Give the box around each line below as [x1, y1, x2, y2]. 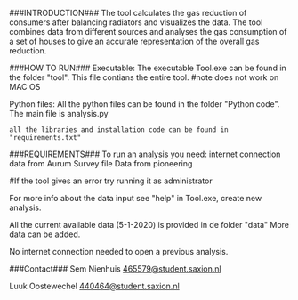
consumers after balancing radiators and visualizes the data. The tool [9, 17, 263, 28]
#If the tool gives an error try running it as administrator [9, 175, 213, 186]
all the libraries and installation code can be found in [9, 126, 229, 134]
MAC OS [9, 82, 41, 92]
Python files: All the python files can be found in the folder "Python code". [9, 99, 280, 109]
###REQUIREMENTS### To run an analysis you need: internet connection [9, 149, 281, 159]
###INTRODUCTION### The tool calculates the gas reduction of [9, 8, 247, 18]
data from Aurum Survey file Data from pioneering [9, 158, 193, 168]
